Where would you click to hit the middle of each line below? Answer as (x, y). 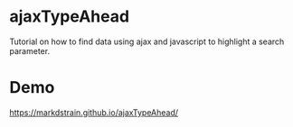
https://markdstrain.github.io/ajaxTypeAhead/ (94, 112)
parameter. (30, 50)
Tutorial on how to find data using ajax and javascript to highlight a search (147, 41)
